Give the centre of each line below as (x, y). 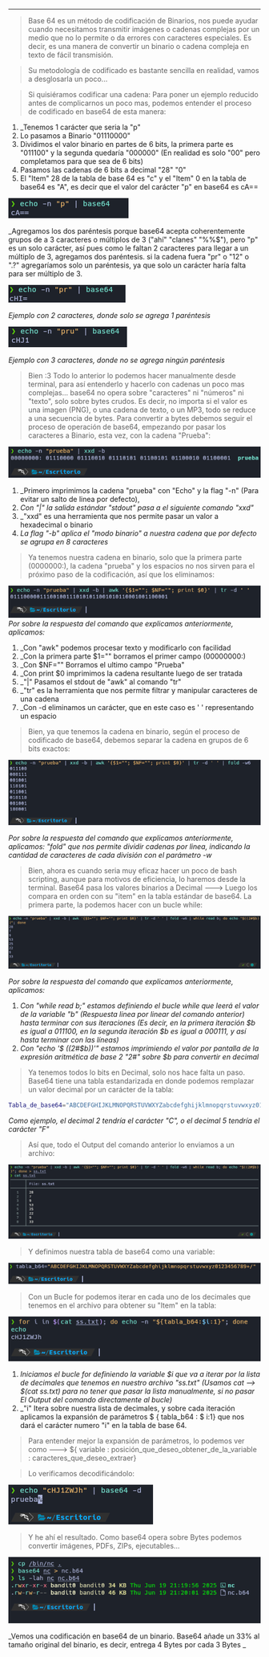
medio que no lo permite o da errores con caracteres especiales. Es (140, 38)
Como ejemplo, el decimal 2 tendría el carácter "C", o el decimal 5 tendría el (134, 1120)
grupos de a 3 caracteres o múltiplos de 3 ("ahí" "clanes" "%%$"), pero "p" (133, 239)
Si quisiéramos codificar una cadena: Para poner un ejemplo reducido (143, 94)
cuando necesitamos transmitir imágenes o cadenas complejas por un (144, 29)
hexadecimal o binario (56, 525)
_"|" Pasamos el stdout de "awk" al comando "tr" (100, 682)
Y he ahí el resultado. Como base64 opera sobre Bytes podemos (135, 1537)
